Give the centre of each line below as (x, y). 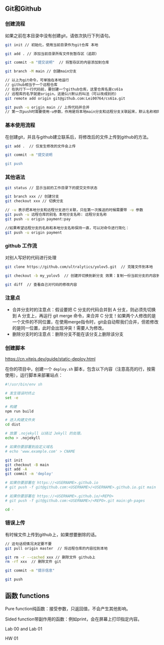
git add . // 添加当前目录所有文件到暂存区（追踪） (52, 54)
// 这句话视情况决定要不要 (29, 544)
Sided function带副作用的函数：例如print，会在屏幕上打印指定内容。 (74, 619)
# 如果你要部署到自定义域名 (29, 447)
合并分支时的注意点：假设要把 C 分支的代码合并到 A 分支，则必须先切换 (84, 310)
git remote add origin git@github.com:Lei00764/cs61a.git (65, 98)
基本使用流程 (20, 125)
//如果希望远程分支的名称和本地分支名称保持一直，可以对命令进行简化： (67, 228)
